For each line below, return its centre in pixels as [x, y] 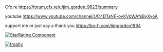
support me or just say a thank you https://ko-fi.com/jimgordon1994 [73, 26]
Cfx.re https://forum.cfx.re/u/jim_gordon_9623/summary [62, 7]
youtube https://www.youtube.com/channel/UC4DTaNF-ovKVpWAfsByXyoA [81, 16]
